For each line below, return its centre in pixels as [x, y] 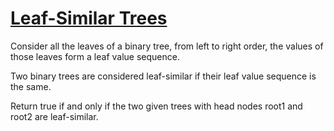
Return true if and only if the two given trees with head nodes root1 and [156, 106]
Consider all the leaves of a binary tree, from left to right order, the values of [167, 46]
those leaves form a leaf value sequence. [95, 56]
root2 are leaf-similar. [54, 116]
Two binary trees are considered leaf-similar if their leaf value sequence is [163, 76]
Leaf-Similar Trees [89, 18]
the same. [31, 86]
